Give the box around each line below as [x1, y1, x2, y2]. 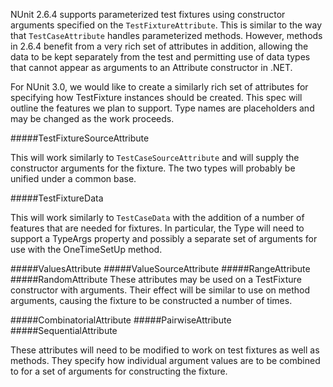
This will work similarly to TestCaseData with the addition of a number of [10, 212, 305, 223]
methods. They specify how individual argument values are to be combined [10, 355, 321, 366]
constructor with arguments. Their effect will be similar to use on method [10, 284, 310, 296]
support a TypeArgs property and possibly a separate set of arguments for [10, 233, 318, 244]
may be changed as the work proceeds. [10, 113, 175, 124]
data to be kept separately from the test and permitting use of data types [10, 51, 311, 63]
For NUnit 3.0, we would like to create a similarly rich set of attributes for [10, 81, 309, 93]
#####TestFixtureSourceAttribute [10, 132, 150, 144]
